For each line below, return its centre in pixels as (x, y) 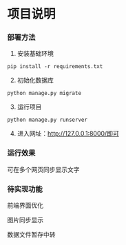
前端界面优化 (25, 205)
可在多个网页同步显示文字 (43, 169)
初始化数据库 (35, 81)
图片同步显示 (25, 220)
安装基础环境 (35, 54)
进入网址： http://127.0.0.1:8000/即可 (68, 134)
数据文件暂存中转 (31, 235)
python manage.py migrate (44, 94)
